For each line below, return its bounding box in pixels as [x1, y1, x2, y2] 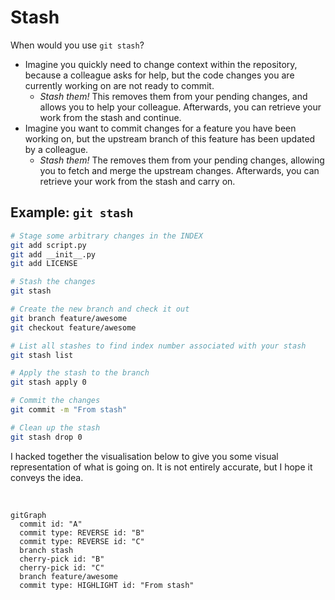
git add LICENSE [10, 259, 78, 269]
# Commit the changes [10, 396, 101, 406]
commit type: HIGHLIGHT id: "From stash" [19, 580, 195, 590]
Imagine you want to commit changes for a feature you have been [24, 122, 297, 134]
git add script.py [10, 240, 87, 250]
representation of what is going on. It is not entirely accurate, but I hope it [10, 461, 313, 473]
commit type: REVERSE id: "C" [19, 536, 145, 546]
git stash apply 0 [10, 377, 87, 388]
